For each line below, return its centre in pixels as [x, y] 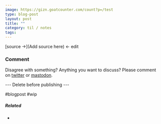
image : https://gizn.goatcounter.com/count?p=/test [59, 10]
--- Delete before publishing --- [37, 85]
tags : [11, 32]
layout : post [18, 19]
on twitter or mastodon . [29, 75]
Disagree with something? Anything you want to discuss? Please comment [81, 70]
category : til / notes [28, 28]
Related [13, 105]
